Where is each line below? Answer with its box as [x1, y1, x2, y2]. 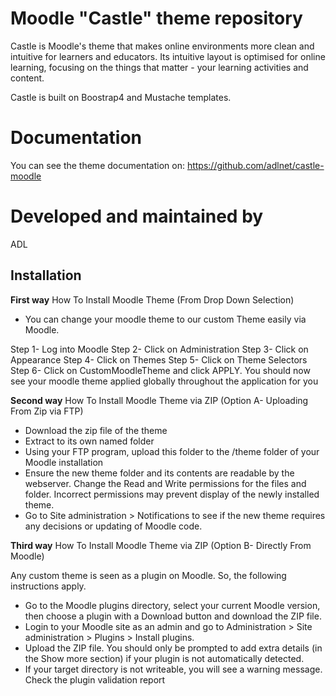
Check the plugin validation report [24, 673, 166, 686]
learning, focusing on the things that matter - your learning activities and [10, 61, 309, 73]
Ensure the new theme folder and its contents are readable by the [24, 467, 295, 479]
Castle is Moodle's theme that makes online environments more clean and [10, 40, 315, 52]
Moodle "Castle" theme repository [10, 7, 303, 30]
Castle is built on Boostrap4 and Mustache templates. [10, 91, 232, 103]
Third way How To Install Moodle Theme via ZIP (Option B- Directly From [10, 539, 312, 551]
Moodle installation [24, 456, 104, 468]
